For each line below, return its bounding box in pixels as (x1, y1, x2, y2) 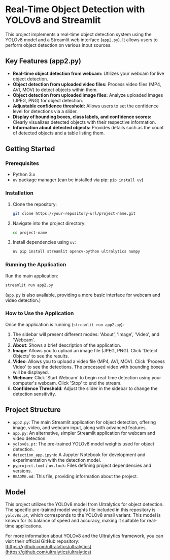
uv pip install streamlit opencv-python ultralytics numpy (12, 249, 141, 254)
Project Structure (5, 406, 61, 414)
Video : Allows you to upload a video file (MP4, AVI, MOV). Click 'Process (12, 358, 165, 365)
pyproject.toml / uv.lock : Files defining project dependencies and (12, 462, 151, 468)
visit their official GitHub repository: (5, 538, 80, 544)
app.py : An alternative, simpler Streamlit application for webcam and (12, 430, 156, 436)
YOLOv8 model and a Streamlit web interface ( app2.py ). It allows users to (5, 37, 158, 43)
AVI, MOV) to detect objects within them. (12, 87, 98, 93)
